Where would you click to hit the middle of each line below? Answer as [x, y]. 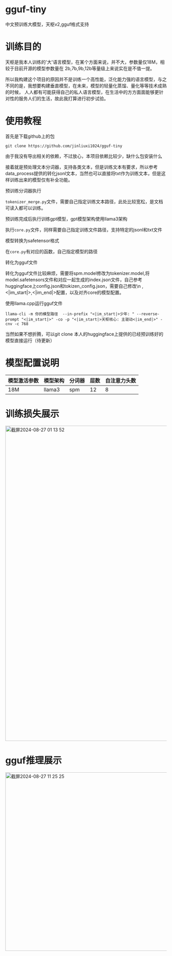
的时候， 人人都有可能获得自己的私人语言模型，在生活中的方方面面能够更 [82, 92]
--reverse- [148, 314]
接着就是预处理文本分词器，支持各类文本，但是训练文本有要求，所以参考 [81, 167]
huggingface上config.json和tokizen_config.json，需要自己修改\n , [74, 286]
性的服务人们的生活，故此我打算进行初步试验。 [59, 98]
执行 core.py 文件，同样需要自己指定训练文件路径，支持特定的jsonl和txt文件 [84, 229]
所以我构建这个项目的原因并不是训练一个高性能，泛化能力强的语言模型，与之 [86, 79]
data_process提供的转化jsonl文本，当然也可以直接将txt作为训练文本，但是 [83, 173]
